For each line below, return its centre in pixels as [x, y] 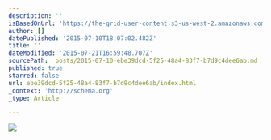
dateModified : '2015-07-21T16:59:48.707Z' [81, 53]
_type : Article [34, 98]
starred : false [34, 76]
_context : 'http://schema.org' [61, 91]
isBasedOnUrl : [32, 23]
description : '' [35, 16]
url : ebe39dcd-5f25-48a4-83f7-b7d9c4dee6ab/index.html [102, 83]
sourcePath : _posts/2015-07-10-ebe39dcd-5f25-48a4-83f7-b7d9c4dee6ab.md [133, 61]
